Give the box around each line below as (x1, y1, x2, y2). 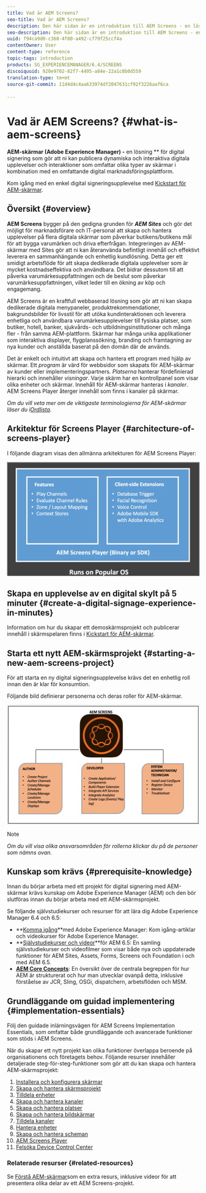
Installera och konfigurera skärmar (15, 1078, 103, 1086)
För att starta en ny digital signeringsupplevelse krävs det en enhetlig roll (7, 674, 190, 681)
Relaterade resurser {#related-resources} (7, 1159, 134, 1167)
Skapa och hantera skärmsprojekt (15, 1085, 101, 1092)
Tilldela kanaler (15, 1118, 54, 1125)
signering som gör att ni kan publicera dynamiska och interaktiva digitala (7, 155, 190, 162)
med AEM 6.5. (15, 959, 51, 966)
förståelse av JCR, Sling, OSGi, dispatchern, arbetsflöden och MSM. (15, 978, 188, 986)
